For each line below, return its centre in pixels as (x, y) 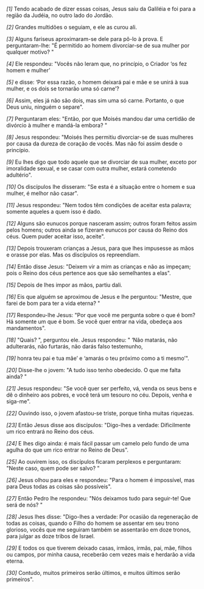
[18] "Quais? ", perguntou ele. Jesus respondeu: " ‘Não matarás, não (92, 340)
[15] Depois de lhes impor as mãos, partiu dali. (65, 285)
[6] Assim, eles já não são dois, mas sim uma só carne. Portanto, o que (95, 101)
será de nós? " (24, 505)
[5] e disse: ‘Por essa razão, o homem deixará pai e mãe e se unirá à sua (97, 82)
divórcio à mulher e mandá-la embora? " (57, 125)
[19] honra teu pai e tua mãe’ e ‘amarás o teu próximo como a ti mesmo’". (98, 358)
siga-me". (19, 401)
